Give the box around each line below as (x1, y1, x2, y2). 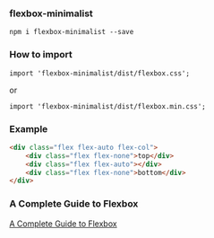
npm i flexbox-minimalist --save (9, 28, 134, 37)
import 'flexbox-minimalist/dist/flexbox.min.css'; (9, 101, 206, 110)
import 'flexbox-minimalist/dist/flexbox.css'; (9, 68, 191, 78)
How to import (9, 48, 73, 61)
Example (9, 122, 48, 135)
